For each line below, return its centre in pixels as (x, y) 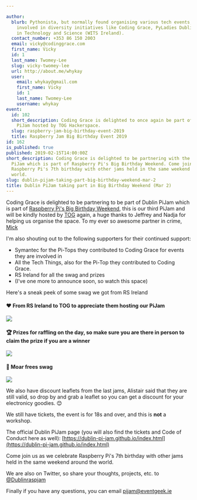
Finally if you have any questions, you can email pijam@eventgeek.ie (89, 491)
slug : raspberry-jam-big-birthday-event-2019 (68, 131)
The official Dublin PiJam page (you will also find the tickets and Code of (94, 432)
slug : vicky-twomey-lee (40, 66)
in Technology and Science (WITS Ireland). (71, 33)
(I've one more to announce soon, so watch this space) (81, 281)
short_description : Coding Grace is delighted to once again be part (98, 120)
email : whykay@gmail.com (47, 82)
